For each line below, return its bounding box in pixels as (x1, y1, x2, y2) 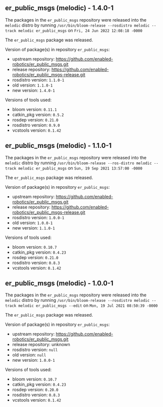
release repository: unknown (12, 342, 70, 348)
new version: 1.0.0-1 (12, 357, 55, 363)
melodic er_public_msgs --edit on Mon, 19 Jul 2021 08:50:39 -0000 (18, 302, 158, 309)
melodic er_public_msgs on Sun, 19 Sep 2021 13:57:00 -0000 (18, 165, 142, 171)
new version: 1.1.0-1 (12, 225, 55, 231)
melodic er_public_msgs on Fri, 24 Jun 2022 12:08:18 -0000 (18, 27, 142, 33)
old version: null (12, 352, 47, 358)
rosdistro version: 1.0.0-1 (12, 214, 65, 220)
